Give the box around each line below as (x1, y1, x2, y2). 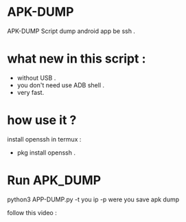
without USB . (16, 74, 56, 82)
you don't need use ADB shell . (16, 80, 105, 89)
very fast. (16, 88, 45, 96)
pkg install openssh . (16, 148, 75, 157)
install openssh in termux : (7, 135, 82, 143)
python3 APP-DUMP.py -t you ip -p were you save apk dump (7, 195, 180, 203)
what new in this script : (7, 51, 146, 67)
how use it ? (7, 113, 77, 128)
